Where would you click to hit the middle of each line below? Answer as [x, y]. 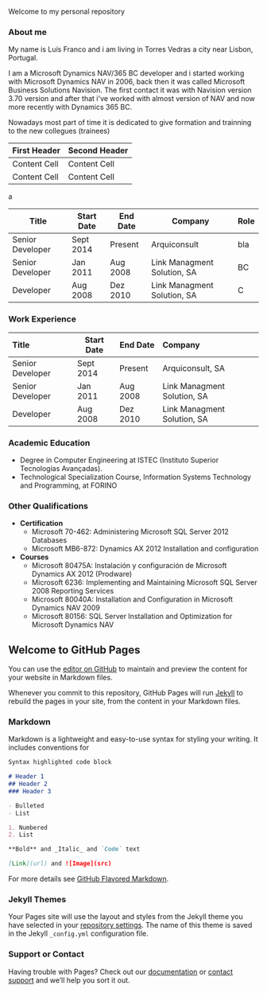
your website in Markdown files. [60, 677]
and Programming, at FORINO [68, 485]
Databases [49, 540]
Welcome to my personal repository [67, 12]
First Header [37, 150]
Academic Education [49, 442]
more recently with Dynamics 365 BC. [70, 107]
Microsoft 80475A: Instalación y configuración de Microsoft [129, 566]
